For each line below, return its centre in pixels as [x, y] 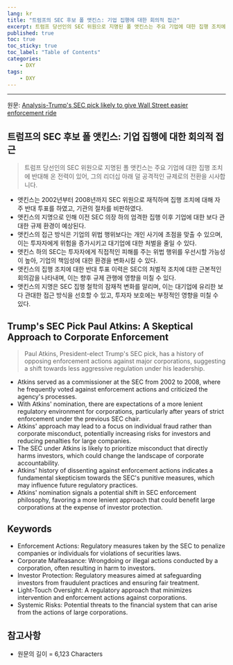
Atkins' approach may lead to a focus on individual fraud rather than [114, 426]
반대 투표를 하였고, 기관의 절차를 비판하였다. [84, 208]
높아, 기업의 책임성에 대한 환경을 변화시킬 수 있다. [91, 260]
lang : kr [20, 14]
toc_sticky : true [32, 46]
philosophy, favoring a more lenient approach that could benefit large [116, 500]
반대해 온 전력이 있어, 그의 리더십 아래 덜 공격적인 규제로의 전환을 [119, 176]
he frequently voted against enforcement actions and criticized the [112, 389]
